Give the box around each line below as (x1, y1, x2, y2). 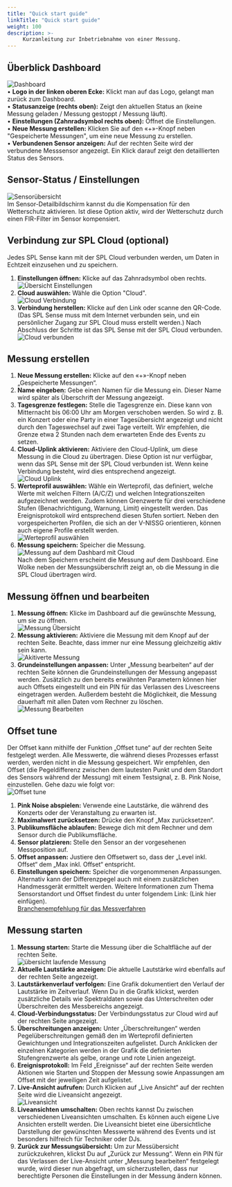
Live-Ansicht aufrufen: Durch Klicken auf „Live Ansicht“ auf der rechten (17, 1083, 224, 1091)
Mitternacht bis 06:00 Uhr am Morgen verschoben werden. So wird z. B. (17, 408, 224, 416)
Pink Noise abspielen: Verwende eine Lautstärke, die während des (17, 801, 209, 809)
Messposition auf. (17, 845, 69, 854)
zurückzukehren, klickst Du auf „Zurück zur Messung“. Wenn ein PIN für (17, 1150, 224, 1158)
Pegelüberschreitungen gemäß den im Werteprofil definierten (17, 1032, 193, 1040)
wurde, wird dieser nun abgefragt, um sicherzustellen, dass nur (17, 1164, 199, 1172)
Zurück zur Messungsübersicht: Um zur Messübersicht (17, 1142, 179, 1150)
